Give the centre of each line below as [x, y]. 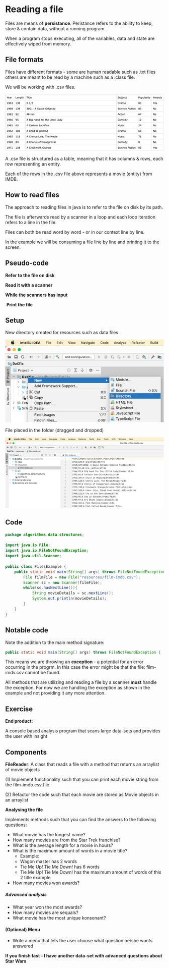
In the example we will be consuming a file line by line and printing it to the [82, 242]
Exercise [19, 709]
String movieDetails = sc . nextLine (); [73, 593]
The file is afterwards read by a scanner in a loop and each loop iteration [80, 217]
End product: [19, 721]
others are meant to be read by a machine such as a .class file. [70, 77]
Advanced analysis [26, 894]
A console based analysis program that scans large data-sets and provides [83, 731]
